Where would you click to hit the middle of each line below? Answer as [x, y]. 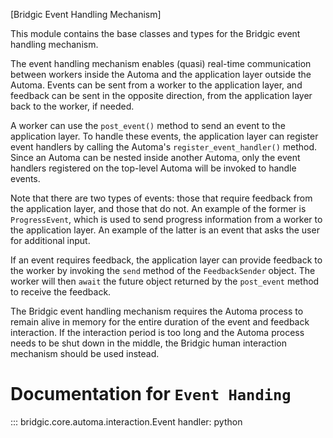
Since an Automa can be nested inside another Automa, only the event [155, 157]
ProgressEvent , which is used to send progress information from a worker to [166, 219]
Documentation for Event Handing [151, 394]
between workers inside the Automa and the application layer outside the [161, 74]
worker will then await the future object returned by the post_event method [165, 281]
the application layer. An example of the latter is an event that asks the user [165, 230]
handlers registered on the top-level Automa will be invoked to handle [153, 168]
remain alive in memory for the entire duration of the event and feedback [160, 322]
